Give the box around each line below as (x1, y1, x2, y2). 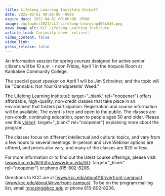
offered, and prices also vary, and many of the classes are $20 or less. (5, 144, 149, 150)
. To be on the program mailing (90, 180, 153, 186)
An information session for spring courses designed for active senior (5, 58, 145, 64)
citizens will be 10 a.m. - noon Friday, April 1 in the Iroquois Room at (5, 63, 142, 69)
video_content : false (5, 35, 50, 40)
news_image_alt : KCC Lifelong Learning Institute (5, 26, 110, 31)
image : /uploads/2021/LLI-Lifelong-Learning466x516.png (5, 21, 123, 26)
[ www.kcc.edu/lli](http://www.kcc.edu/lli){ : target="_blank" (5, 159, 125, 165)
